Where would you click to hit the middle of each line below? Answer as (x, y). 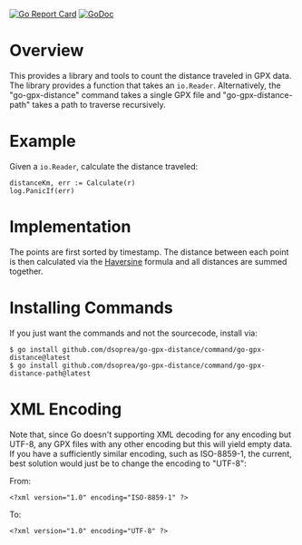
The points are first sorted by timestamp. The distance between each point (149, 252)
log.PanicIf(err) (42, 190)
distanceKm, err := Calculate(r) (73, 183)
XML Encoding (66, 409)
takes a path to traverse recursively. (98, 104)
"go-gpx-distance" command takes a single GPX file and (115, 94)
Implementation (70, 227)
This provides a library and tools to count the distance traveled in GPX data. (151, 75)
